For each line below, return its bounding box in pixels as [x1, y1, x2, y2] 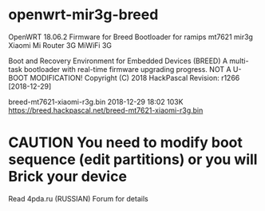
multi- [229, 56, 249, 66]
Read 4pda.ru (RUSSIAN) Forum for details [8, 193, 149, 203]
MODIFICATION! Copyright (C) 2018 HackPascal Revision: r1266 [30, 73, 240, 82]
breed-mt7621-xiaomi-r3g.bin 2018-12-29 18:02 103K [8, 97, 184, 106]
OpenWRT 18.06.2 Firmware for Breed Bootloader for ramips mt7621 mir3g [8, 32, 254, 42]
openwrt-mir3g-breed [8, 6, 159, 24]
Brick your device [8, 168, 128, 185]
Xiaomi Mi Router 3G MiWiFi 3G [8, 40, 112, 50]
